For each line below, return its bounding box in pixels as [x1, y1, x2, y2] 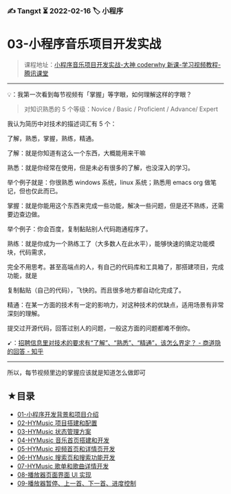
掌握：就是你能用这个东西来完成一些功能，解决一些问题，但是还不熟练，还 [7, 201, 218, 210]
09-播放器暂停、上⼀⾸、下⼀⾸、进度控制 [16, 479, 136, 487]
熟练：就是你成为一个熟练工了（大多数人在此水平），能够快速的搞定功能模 [7, 239, 215, 248]
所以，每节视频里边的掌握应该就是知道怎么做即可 [7, 368, 146, 377]
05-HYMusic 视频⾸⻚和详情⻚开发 [16, 444, 115, 453]
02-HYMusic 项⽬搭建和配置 [16, 419, 98, 427]
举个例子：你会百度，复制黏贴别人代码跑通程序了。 [7, 224, 152, 233]
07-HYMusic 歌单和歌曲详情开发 [16, 462, 109, 470]
